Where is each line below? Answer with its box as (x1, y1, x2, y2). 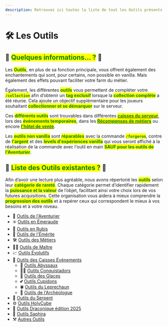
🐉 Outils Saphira (12, 311, 46, 317)
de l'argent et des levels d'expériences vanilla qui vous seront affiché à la (5, 138, 160, 144)
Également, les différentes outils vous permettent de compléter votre (5, 87, 148, 93)
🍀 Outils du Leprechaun (20, 284, 69, 290)
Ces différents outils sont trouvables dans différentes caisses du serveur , (5, 112, 159, 118)
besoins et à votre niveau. (5, 204, 59, 210)
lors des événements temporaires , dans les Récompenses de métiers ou (5, 118, 158, 124)
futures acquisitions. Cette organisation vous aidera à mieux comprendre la (5, 193, 160, 199)
